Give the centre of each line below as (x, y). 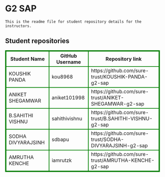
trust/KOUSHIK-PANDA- (119, 77)
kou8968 (62, 77)
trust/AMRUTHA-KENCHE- (123, 160)
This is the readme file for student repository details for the (73, 22)
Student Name (28, 59)
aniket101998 (68, 97)
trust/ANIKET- (107, 97)
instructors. (18, 26)
